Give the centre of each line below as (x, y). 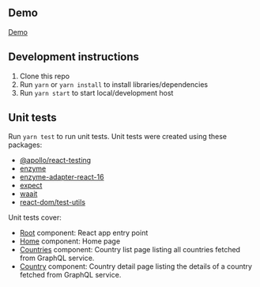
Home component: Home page (70, 241)
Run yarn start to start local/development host (96, 93)
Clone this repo (44, 76)
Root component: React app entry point (84, 233)
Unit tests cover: (35, 217)
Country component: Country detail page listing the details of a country (136, 266)
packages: (25, 145)
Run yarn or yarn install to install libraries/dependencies (113, 84)
